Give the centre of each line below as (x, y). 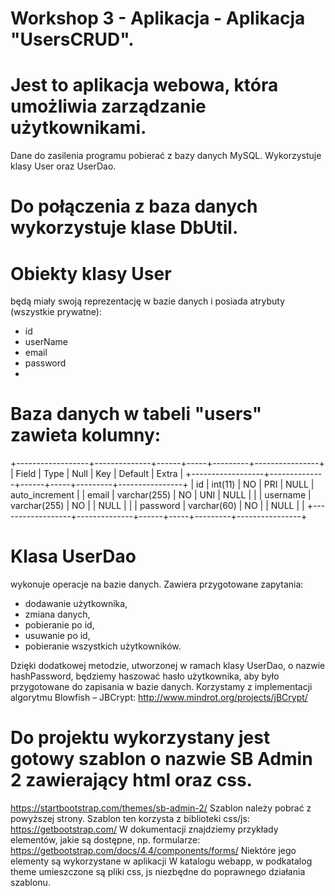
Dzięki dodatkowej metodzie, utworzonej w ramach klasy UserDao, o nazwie (168, 666)
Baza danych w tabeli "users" (136, 414)
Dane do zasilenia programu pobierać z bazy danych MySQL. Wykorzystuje (166, 156)
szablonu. (30, 883)
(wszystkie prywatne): (56, 312)
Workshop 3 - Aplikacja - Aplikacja (158, 18)
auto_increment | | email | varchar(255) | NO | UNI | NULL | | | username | (161, 495)
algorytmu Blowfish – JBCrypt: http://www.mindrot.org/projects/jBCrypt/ (159, 698)
